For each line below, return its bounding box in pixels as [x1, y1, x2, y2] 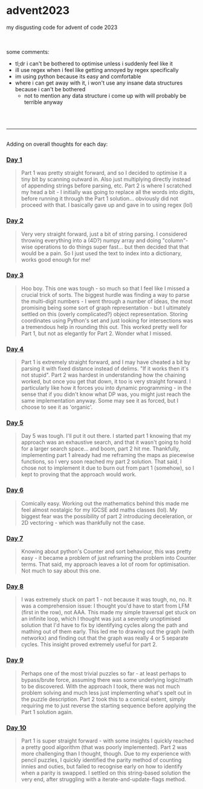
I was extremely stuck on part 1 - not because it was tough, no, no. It [21, 596, 192, 603]
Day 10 [6, 723, 27, 732]
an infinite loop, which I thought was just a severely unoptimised [21, 615, 181, 623]
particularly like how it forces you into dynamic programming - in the [21, 385, 192, 392]
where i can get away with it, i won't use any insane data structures [14, 79, 183, 86]
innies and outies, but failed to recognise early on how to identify [21, 762, 183, 770]
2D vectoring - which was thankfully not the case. [21, 519, 146, 526]
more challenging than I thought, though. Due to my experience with [21, 750, 192, 757]
